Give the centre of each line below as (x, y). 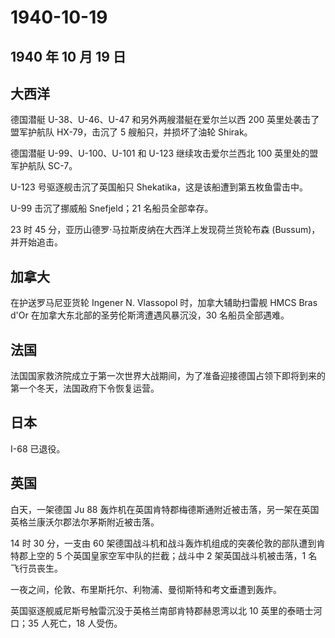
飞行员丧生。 (36, 568)
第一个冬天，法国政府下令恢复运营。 (85, 388)
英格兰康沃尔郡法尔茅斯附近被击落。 (85, 522)
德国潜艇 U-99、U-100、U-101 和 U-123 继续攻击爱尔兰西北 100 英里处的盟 (164, 153)
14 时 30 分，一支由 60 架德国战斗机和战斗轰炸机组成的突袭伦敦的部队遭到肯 (168, 543)
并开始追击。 (36, 242)
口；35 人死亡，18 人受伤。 (66, 623)
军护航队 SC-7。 (44, 166)
